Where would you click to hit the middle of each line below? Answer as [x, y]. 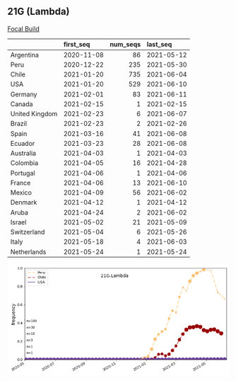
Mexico [21, 193]
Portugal [23, 173]
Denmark [24, 203]
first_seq [77, 45]
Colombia [24, 163]
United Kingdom [34, 114]
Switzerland [28, 232]
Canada [22, 104]
